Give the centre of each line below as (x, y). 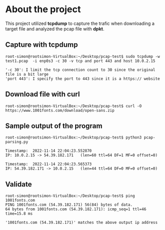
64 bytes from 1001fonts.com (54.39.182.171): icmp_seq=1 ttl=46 (76, 209)
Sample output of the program (54, 126)
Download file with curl (43, 94)
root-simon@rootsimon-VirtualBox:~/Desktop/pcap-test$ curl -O (74, 106)
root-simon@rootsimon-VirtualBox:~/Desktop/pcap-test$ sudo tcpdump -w (82, 56)
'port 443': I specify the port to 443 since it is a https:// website (82, 79)
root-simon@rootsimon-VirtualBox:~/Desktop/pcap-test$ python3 (74, 138)
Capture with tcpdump (42, 45)
